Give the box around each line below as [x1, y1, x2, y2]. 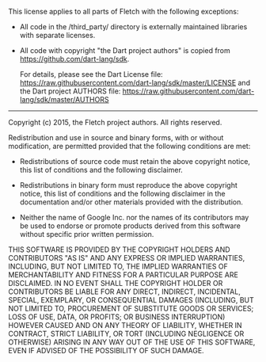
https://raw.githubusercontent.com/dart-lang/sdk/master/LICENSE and [19, 78, 251, 87]
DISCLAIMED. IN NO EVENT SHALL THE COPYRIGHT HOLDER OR [8, 279, 223, 288]
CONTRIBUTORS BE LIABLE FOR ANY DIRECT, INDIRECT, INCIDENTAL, [8, 287, 241, 296]
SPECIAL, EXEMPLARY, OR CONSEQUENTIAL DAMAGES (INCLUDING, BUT [8, 295, 255, 304]
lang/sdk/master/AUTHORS [19, 95, 109, 104]
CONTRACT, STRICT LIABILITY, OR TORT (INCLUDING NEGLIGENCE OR [8, 329, 245, 338]
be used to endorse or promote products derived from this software [19, 221, 241, 231]
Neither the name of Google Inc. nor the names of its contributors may [19, 213, 249, 222]
